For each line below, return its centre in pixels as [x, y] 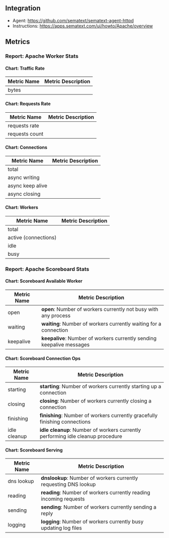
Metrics [18, 42]
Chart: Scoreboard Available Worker [44, 281]
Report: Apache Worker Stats [42, 56]
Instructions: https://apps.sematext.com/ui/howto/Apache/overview [83, 26]
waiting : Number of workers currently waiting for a [101, 324]
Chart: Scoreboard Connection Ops [43, 358]
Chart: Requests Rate [28, 104]
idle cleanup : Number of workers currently [90, 430]
